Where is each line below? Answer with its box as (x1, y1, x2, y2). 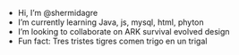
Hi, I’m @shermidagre (17, 8, 98, 18)
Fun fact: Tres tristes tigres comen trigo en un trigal (17, 35, 208, 46)
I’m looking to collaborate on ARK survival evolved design (17, 27, 230, 36)
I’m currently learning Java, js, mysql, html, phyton (17, 17, 204, 27)
